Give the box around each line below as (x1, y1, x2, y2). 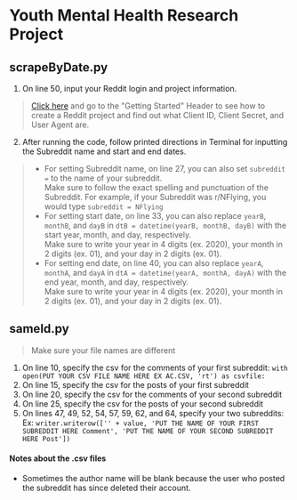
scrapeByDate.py (9, 60, 108, 75)
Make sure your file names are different (30, 344, 176, 356)
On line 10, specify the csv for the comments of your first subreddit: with (21, 362, 289, 373)
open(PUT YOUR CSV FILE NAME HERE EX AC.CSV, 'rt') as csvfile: (21, 371, 266, 381)
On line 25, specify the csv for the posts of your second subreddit (21, 398, 264, 409)
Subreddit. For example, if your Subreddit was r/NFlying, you (44, 192, 267, 202)
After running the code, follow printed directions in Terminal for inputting (21, 137, 288, 147)
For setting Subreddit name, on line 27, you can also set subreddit (44, 164, 286, 173)
